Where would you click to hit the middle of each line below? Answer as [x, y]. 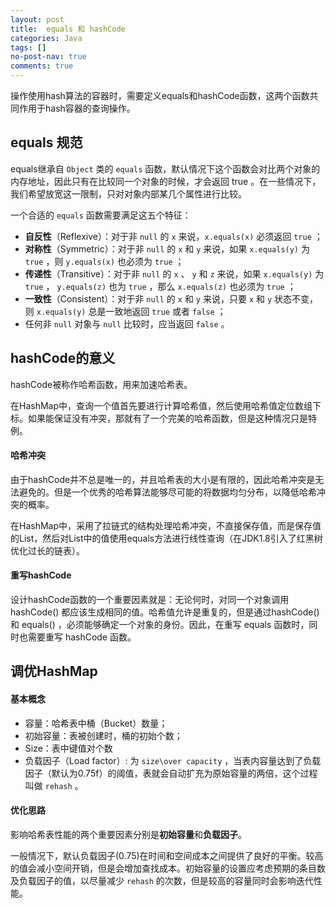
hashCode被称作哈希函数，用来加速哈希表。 [101, 384]
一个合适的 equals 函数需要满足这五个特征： [101, 215]
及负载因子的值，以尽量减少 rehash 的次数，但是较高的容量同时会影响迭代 [162, 880]
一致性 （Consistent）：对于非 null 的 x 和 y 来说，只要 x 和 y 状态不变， [171, 298]
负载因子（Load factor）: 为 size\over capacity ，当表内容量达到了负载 [173, 760]
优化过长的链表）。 [47, 550]
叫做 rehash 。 [54, 785]
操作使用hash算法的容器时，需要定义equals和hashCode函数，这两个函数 [160, 95]
